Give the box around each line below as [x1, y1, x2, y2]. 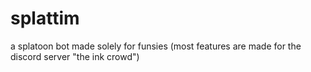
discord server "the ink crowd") [10, 50, 140, 62]
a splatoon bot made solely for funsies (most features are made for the [10, 40, 302, 52]
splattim [10, 7, 80, 30]
